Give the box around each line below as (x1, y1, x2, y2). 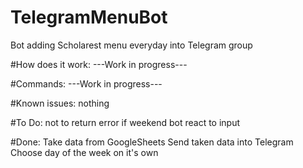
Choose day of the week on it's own (10, 146, 159, 158)
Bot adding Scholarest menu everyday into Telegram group (10, 39, 253, 51)
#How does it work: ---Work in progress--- (10, 58, 188, 70)
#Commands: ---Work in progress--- (10, 77, 163, 90)
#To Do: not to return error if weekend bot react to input (10, 116, 241, 128)
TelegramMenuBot (10, 6, 168, 29)
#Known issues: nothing (10, 97, 110, 109)
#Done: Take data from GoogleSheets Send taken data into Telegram (10, 136, 294, 148)
